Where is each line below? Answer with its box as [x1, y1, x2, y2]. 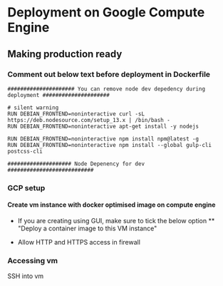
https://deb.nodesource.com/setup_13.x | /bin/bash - [7, 116, 171, 123]
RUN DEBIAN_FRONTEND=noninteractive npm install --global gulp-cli [7, 141, 212, 148]
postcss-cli [7, 148, 43, 155]
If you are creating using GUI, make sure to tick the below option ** [17, 217, 215, 225]
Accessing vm [7, 255, 58, 265]
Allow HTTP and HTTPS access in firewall [17, 238, 141, 246]
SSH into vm [7, 272, 44, 280]
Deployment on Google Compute [7, 4, 205, 21]
